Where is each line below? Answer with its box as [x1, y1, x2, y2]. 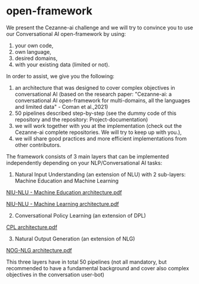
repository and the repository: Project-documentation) [14, 115, 148, 123]
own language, [14, 48, 52, 55]
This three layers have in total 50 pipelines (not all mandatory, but [6, 258, 167, 265]
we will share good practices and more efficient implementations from [14, 135, 187, 142]
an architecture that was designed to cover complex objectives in [14, 84, 176, 91]
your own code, [14, 42, 54, 49]
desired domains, [14, 54, 58, 62]
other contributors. [14, 141, 61, 148]
